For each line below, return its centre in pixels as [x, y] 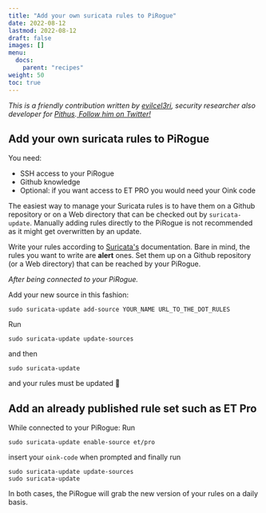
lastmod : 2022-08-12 [43, 30]
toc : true [25, 82]
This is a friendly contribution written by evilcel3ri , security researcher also [132, 105]
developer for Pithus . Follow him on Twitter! [80, 113]
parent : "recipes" [53, 68]
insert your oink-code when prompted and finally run [95, 457]
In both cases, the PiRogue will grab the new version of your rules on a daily [133, 494]
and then [23, 354]
